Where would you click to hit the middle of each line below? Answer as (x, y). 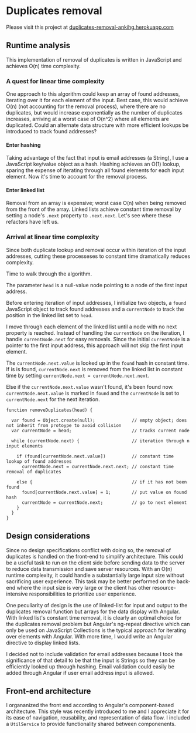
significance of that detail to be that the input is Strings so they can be (91, 660)
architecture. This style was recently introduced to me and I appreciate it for (98, 711)
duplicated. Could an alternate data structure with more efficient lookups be (97, 125)
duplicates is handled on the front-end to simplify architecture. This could (95, 556)
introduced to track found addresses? (51, 132)
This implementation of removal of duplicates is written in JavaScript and (94, 59)
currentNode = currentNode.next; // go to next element (104, 502)
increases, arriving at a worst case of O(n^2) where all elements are (88, 119)
